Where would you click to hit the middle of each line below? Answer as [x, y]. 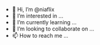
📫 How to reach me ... [40, 36]
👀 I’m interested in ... [38, 16]
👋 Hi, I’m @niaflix [33, 9]
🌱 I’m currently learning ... [44, 22]
